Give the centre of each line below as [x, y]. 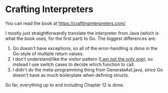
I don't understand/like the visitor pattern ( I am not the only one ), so [83, 59]
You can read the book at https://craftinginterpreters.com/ [65, 23]
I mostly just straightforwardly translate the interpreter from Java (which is [82, 33]
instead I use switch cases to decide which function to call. [73, 64]
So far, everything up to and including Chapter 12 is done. [65, 85]
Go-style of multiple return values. [48, 54]
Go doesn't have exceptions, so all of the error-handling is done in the [85, 48]
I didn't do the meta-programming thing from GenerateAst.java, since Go [88, 70]
